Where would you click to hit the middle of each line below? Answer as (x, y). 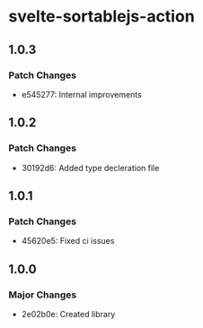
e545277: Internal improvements (82, 94)
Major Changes (43, 295)
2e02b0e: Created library (68, 314)
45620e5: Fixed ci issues (68, 241)
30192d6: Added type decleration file (90, 168)
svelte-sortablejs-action (101, 17)
